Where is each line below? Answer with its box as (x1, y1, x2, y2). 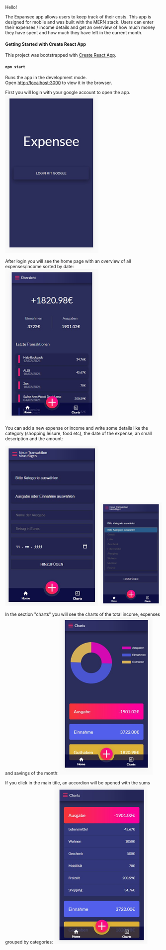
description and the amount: (5, 436, 63, 442)
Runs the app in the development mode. (5, 75, 87, 81)
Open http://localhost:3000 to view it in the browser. (5, 80, 112, 86)
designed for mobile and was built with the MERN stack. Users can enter (5, 19, 154, 25)
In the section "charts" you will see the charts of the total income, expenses (5, 611, 161, 617)
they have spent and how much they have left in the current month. (5, 30, 143, 35)
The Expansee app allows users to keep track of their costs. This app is (5, 14, 152, 19)
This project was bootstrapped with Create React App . (5, 52, 117, 58)
